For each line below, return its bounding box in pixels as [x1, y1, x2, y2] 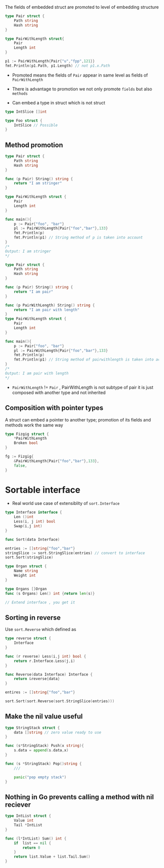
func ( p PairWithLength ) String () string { [5, 303, 95, 308]
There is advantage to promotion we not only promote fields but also [12, 86, 152, 92]
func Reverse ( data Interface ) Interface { [5, 672, 93, 677]
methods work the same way [5, 422, 63, 428]
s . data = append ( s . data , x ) [14, 748, 69, 753]
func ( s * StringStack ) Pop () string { [5, 761, 82, 766]
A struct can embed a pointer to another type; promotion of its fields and [5, 417, 151, 422]
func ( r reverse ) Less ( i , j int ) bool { [5, 654, 86, 659]
